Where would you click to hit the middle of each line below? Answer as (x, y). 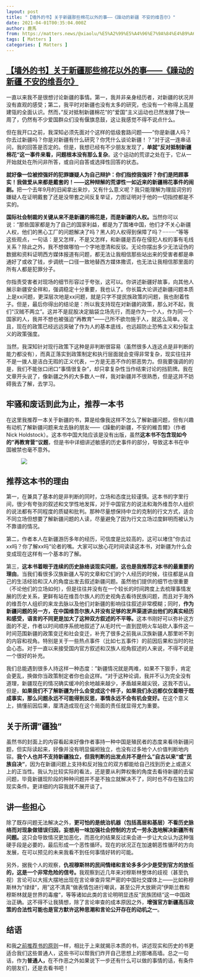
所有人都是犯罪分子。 (32, 269)
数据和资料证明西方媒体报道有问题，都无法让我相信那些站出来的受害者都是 (97, 254)
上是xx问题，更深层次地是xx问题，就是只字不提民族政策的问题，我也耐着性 (98, 296)
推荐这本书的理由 (37, 481)
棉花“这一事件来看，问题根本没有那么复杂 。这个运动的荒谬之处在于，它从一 (99, 154)
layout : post (22, 12)
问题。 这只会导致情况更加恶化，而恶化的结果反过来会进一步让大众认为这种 (97, 837)
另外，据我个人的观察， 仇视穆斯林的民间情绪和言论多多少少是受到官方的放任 (100, 864)
